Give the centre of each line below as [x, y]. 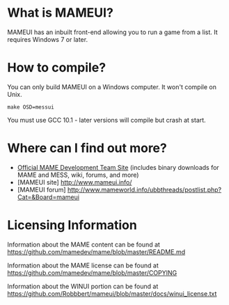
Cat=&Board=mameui [48, 197]
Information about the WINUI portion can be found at [83, 286]
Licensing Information [72, 225]
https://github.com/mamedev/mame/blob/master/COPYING [92, 272]
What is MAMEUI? [60, 13]
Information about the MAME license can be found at [83, 265]
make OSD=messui [31, 107]
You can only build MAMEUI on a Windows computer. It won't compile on [112, 87]
